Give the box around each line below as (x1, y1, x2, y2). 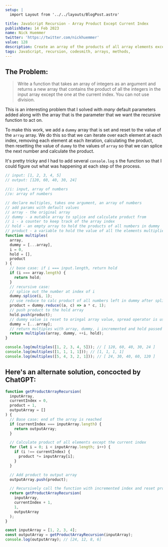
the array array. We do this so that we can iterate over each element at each (5, 132, 162, 138)
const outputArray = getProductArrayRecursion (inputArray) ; (5, 532, 133, 537)
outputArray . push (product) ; (9, 477, 68, 482)
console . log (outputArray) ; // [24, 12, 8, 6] (5, 537, 101, 542)
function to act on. (5, 117, 43, 123)
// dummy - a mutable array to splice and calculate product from (5, 214, 146, 220)
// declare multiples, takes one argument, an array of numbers (5, 200, 142, 206)
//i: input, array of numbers (5, 187, 68, 192)
